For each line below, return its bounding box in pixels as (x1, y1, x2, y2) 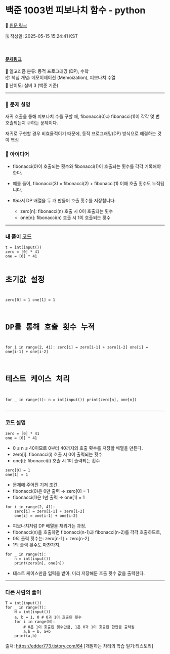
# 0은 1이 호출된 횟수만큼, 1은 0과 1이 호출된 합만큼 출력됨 (23, 624, 135, 630)
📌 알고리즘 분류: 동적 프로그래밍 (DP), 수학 (5, 68, 89, 74)
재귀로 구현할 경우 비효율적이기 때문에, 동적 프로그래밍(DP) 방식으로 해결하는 (5, 130, 156, 137)
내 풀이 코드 (5, 233, 32, 240)
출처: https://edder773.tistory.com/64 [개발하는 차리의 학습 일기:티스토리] (5, 643, 153, 649)
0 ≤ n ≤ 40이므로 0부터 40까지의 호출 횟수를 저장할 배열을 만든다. (12, 445, 143, 451)
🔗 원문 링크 (5, 22, 27, 28)
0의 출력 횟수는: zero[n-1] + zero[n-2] (12, 535, 90, 541)
